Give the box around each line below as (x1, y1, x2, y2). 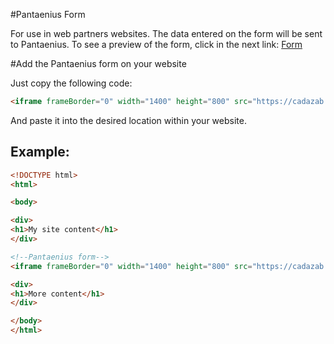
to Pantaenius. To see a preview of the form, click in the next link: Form (10, 39, 303, 50)
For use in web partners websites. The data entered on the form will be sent (10, 28, 323, 39)
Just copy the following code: (10, 77, 133, 89)
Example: (10, 144, 70, 161)
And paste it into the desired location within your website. (10, 114, 247, 126)
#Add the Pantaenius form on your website (10, 58, 187, 69)
